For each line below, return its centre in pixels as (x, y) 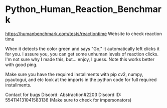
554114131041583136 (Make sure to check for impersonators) (68, 100)
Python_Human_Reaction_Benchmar (83, 9)
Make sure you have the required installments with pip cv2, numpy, (74, 74)
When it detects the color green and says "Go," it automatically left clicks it (82, 48)
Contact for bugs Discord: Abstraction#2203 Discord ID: (63, 94)
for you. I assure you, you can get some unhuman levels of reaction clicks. (82, 54)
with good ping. (21, 64)
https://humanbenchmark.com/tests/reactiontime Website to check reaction (83, 33)
